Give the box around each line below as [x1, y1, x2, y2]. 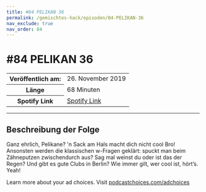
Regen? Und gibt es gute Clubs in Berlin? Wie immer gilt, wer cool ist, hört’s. [6, 160, 199, 167]
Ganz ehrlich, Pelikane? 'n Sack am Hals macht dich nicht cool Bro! [6, 140, 176, 148]
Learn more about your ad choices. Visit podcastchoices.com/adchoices [6, 179, 190, 186]
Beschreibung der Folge [6, 124, 100, 135]
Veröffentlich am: [9, 75, 61, 83]
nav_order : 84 [6, 26, 43, 33]
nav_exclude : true [6, 20, 53, 26]
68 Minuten [67, 85, 101, 94]
